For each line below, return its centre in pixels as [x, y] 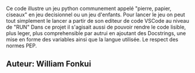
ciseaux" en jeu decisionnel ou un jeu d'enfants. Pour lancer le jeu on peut [96, 15]
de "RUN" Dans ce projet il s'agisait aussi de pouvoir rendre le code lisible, [96, 27]
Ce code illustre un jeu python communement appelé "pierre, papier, [89, 8]
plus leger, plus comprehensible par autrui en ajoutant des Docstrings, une [96, 33]
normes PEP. [21, 46]
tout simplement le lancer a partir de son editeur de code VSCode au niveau [97, 21]
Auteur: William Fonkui [49, 64]
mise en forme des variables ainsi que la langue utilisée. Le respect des [92, 39]
